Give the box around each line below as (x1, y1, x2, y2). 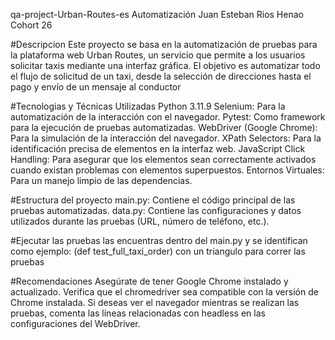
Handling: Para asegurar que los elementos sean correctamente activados (10, 154, 317, 165)
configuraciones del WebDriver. (10, 318, 141, 329)
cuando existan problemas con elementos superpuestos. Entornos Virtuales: (10, 164, 325, 176)
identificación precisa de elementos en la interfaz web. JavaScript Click (10, 143, 306, 154)
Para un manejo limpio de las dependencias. (10, 175, 193, 186)
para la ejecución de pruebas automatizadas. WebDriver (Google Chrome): (10, 122, 318, 133)
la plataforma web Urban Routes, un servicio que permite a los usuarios (10, 49, 306, 61)
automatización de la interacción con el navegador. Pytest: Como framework (10, 111, 326, 123)
